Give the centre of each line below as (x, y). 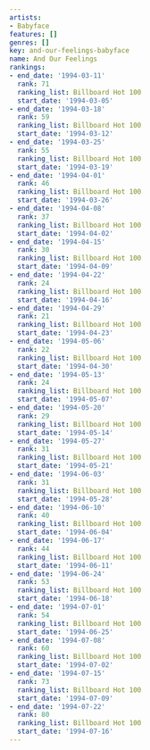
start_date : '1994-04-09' (66, 267)
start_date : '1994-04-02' (66, 233)
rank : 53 (33, 582)
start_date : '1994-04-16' (66, 300)
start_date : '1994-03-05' (66, 100)
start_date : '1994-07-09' (66, 698)
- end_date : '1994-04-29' (57, 308)
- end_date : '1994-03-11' (57, 76)
